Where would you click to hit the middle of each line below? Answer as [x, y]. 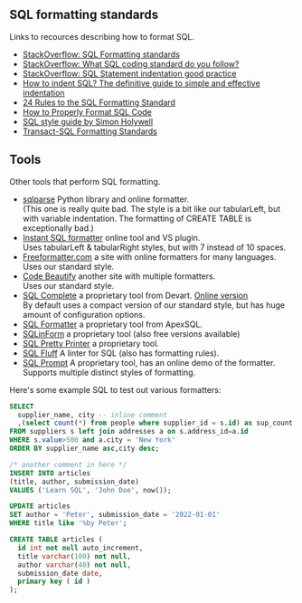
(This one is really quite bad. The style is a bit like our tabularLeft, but [151, 208]
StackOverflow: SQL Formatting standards [101, 54]
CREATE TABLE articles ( [56, 540]
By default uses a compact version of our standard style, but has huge [154, 305]
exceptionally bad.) [58, 228]
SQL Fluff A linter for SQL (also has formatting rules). [121, 353]
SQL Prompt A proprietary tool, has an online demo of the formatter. [149, 362]
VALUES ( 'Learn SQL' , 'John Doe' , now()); [90, 490]
